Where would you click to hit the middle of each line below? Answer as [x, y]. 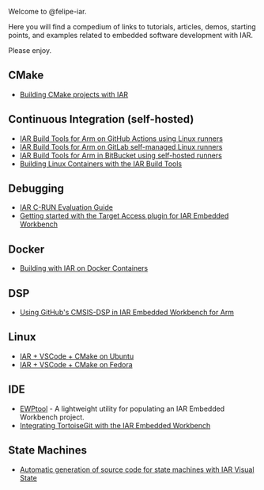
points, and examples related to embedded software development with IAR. [131, 35]
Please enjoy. [30, 50]
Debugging [36, 189]
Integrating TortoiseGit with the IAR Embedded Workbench [115, 425]
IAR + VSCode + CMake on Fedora [76, 364]
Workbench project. [52, 417]
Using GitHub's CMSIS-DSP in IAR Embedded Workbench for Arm [127, 313]
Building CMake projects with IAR [74, 94]
